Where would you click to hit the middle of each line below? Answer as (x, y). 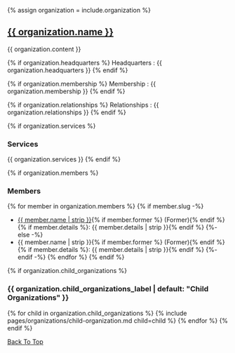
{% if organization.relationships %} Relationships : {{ (83, 105)
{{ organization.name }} (60, 32)
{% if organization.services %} (52, 126)
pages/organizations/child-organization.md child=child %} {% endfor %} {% (118, 320)
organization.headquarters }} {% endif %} (68, 70)
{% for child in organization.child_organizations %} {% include (97, 313)
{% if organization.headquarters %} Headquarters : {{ (85, 62)
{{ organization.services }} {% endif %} (64, 159)
